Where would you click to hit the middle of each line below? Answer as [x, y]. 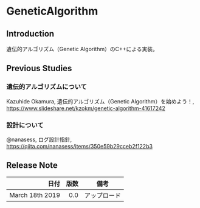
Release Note [32, 165]
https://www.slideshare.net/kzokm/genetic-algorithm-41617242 [86, 108]
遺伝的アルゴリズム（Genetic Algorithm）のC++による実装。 [82, 49]
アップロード [103, 195]
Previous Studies [39, 68]
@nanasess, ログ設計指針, [39, 139]
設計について [25, 125]
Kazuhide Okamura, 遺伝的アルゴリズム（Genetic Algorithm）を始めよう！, [100, 101]
